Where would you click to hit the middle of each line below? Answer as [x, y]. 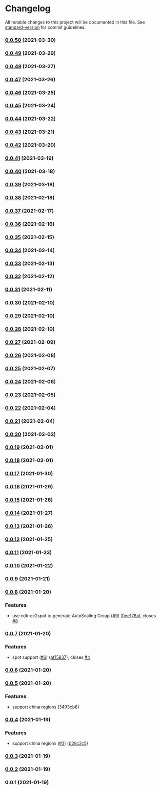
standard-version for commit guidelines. [45, 27]
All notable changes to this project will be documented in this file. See [75, 22]
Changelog [28, 9]
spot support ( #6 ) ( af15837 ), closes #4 [51, 657]
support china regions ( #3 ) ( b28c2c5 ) [50, 743]
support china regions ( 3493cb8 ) [46, 707]
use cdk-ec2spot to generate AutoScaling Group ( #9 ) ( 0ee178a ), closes [84, 616]
